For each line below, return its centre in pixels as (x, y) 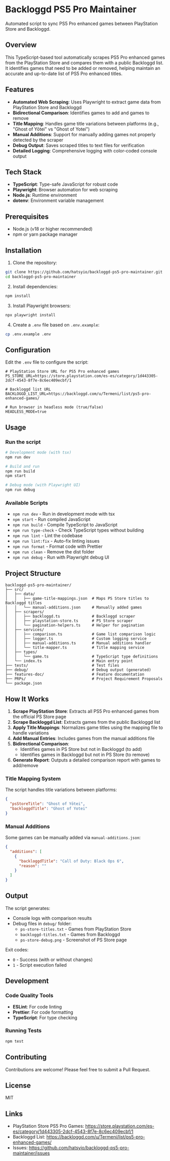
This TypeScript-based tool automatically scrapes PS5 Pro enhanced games (85, 57)
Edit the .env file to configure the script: (47, 362)
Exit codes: (17, 949)
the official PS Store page (39, 716)
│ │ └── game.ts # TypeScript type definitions (82, 657)
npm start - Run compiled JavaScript (51, 519)
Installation (23, 250)
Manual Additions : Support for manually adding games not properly (84, 134)
